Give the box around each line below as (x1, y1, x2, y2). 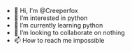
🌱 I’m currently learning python (13, 21, 103, 29)
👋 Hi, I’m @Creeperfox (13, 7, 78, 14)
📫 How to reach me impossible (13, 37, 105, 44)
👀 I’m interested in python (13, 14, 88, 22)
